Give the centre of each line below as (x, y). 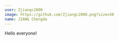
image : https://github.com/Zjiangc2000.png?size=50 (59, 14)
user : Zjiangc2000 (24, 10)
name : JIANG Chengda (26, 19)
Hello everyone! (21, 33)
